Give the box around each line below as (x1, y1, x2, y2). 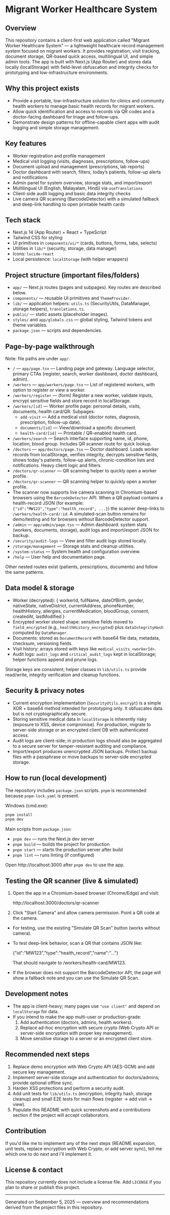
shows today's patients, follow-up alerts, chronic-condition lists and (12, 457, 154, 463)
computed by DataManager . (12, 630, 68, 636)
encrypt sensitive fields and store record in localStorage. (12, 398, 131, 404)
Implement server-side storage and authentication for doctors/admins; (12, 1074, 160, 1080)
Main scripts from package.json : (5, 826, 72, 832)
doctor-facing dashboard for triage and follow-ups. (12, 114, 119, 120)
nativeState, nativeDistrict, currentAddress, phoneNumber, (12, 602, 135, 609)
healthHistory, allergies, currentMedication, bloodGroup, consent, (12, 608, 150, 614)
